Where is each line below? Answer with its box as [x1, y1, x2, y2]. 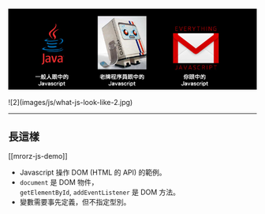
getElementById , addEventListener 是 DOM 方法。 [19, 187, 180, 197]
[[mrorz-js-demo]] [8, 152, 69, 161]
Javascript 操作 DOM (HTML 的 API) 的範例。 [19, 167, 167, 178]
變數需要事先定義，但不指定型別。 [19, 197, 131, 207]
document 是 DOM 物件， [19, 178, 99, 187]
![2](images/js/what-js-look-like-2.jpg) [8, 98, 133, 107]
